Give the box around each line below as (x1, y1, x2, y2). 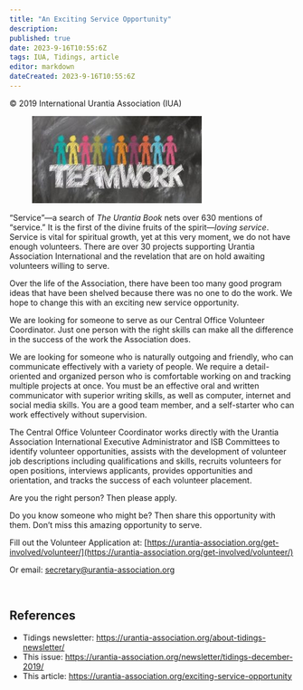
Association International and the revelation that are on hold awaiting (9, 250, 265, 262)
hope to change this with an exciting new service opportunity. (9, 297, 240, 308)
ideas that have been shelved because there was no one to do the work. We (9, 287, 293, 298)
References (9, 608, 76, 624)
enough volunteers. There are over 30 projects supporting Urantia (9, 241, 255, 252)
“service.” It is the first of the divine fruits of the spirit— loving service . (9, 222, 270, 233)
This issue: (22, 651, 63, 662)
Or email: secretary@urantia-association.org (9, 564, 175, 575)
